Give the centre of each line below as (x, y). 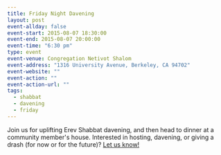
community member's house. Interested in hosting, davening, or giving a (110, 137)
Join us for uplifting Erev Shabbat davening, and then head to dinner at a (111, 129)
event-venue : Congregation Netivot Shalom (69, 59)
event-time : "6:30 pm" (40, 46)
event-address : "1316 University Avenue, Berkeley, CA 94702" (99, 65)
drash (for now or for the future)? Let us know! (73, 144)
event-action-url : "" (38, 84)
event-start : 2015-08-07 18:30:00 (57, 33)
